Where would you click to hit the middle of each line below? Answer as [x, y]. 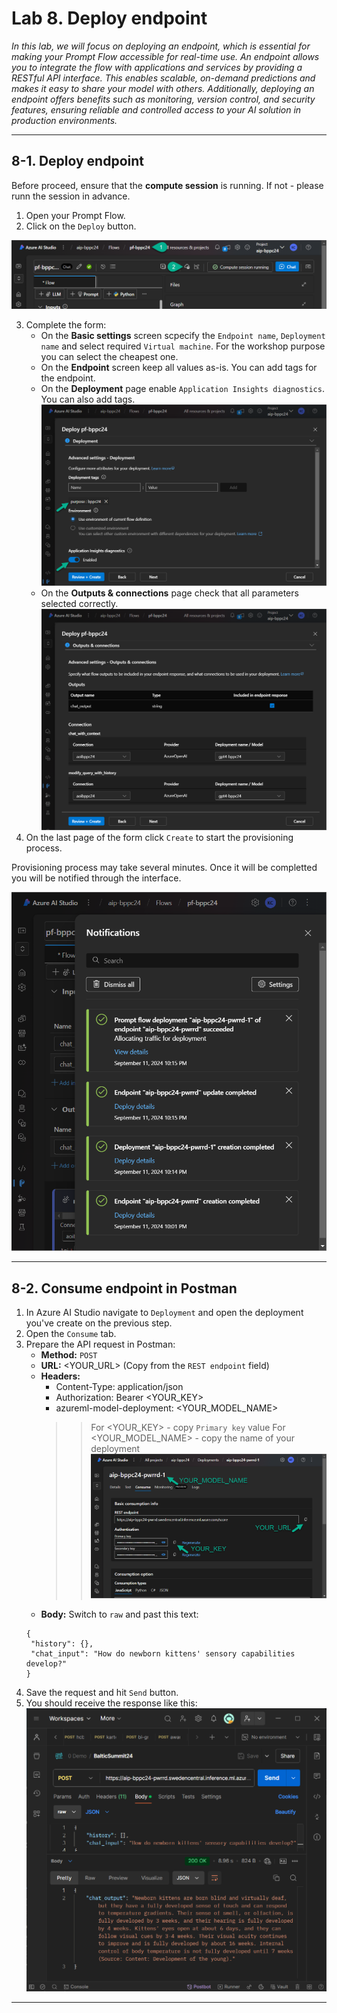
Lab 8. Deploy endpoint [109, 18]
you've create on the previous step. [99, 1323]
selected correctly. [79, 603]
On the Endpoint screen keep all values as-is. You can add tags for [179, 367]
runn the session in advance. [71, 196]
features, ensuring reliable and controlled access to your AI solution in [156, 109]
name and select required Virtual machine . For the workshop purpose [183, 346]
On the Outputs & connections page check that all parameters [169, 593]
